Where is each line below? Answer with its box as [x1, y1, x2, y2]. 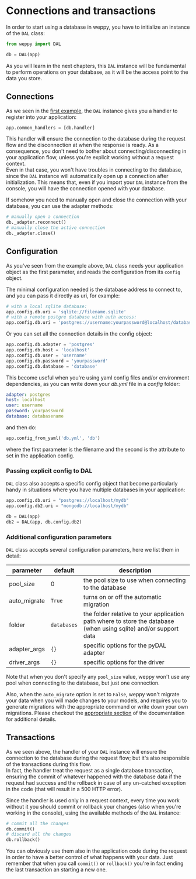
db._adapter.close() [6, 230, 57, 236]
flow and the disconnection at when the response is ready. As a [6, 142, 159, 149]
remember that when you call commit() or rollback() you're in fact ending [6, 860, 184, 867]
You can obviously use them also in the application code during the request [6, 847, 188, 854]
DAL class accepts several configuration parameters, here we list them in [6, 546, 180, 553]
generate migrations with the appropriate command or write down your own [6, 703, 188, 710]
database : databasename [6, 413, 64, 419]
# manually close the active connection [6, 225, 106, 231]
